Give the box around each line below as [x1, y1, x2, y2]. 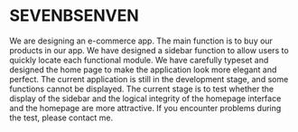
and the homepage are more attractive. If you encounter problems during [9, 102, 282, 113]
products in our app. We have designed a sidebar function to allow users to [9, 44, 289, 55]
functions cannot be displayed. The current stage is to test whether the [9, 83, 274, 94]
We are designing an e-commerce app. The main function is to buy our [9, 35, 274, 46]
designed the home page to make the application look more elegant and [9, 64, 277, 75]
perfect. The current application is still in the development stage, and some [9, 73, 289, 84]
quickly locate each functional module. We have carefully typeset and [9, 54, 269, 65]
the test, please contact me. [9, 112, 114, 123]
